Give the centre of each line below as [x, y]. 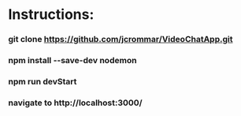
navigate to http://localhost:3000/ [76, 103]
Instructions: [51, 15]
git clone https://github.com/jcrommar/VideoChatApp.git [120, 39]
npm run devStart [43, 81]
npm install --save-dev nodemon [72, 61]
